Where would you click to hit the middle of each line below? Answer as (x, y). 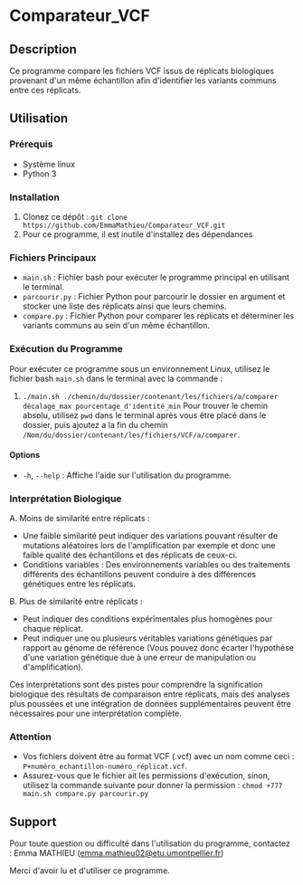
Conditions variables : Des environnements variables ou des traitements (156, 565)
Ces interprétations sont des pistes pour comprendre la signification (136, 685)
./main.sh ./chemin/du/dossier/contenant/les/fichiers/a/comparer (150, 396)
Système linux (48, 164)
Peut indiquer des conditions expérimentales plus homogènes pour (147, 619)
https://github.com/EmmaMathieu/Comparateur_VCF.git (124, 225)
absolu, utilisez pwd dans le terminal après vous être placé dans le (144, 415)
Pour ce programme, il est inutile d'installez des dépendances (137, 234)
